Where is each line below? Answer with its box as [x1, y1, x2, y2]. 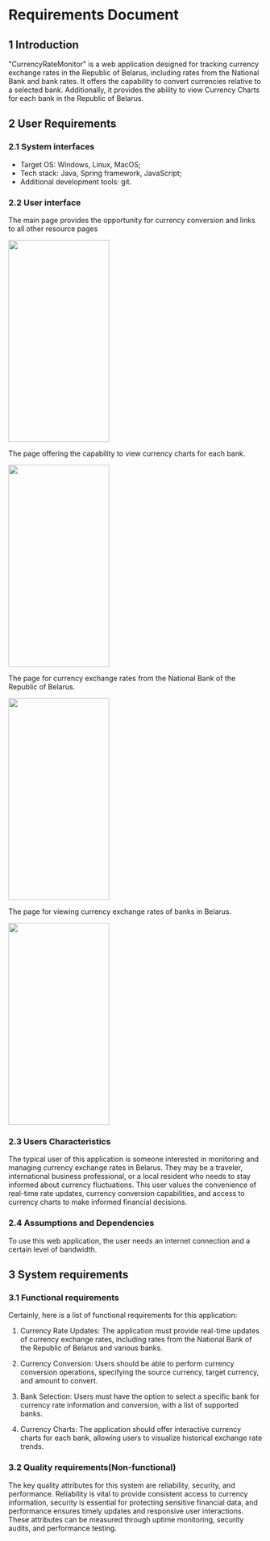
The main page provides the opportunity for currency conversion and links [8, 215, 255, 225]
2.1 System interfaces [8, 141, 95, 153]
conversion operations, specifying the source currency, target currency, [19, 1367, 260, 1377]
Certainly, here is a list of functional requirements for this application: [8, 1311, 238, 1320]
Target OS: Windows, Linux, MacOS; [19, 159, 141, 169]
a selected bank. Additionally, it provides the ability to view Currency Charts [8, 85, 260, 95]
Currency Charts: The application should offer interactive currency [19, 1425, 242, 1434]
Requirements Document [8, 6, 180, 24]
